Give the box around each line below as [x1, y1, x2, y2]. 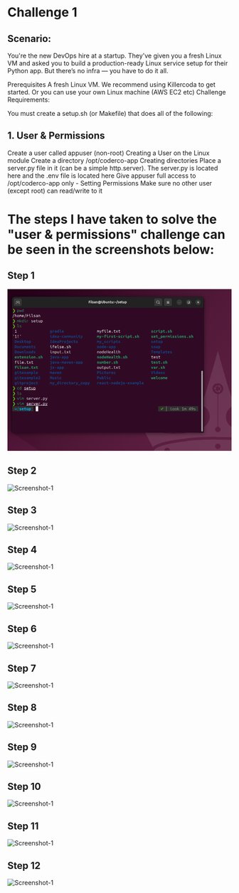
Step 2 [7, 465, 37, 477]
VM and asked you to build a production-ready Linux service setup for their [7, 59, 228, 68]
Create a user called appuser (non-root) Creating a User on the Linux [7, 149, 210, 157]
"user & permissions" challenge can [7, 227, 225, 242]
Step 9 [7, 741, 37, 754]
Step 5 [7, 583, 37, 595]
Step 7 [7, 662, 37, 674]
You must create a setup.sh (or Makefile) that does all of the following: [7, 109, 213, 117]
